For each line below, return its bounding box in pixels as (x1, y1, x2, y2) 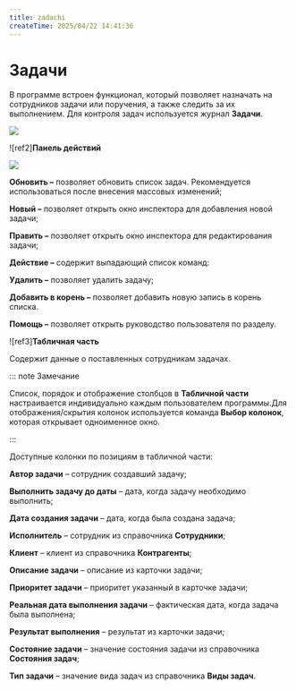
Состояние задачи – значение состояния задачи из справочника (9, 643, 260, 654)
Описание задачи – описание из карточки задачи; (9, 565, 203, 575)
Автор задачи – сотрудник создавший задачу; (9, 469, 188, 480)
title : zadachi (9, 13, 66, 22)
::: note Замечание (9, 371, 80, 381)
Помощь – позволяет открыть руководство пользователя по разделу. (9, 319, 277, 329)
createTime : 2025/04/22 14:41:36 (9, 21, 134, 30)
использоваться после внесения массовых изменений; (9, 186, 222, 197)
